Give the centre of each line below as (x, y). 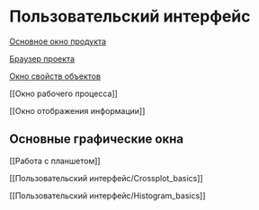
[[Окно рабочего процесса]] (64, 93)
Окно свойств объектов (55, 76)
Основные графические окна (97, 140)
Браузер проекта (42, 58)
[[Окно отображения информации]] (77, 110)
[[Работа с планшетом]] (55, 161)
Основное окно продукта (58, 41)
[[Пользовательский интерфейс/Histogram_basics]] (107, 196)
